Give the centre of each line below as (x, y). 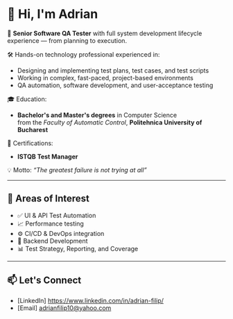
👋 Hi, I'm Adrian (53, 14)
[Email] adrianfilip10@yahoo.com (64, 308)
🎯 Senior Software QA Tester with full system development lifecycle (105, 33)
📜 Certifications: (30, 143)
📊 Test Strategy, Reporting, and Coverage (78, 248)
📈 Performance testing (51, 224)
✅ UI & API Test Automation (57, 215)
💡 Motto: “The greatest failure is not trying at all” (77, 170)
